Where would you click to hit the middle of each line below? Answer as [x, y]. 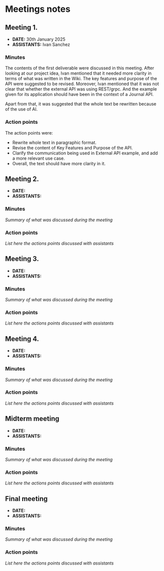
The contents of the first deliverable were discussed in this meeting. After [80, 68]
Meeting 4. [22, 339]
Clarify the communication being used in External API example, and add [85, 153]
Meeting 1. [21, 27]
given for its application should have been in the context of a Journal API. [80, 95]
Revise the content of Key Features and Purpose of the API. [72, 147]
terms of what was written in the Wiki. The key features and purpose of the [81, 79]
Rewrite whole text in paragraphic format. [54, 143]
